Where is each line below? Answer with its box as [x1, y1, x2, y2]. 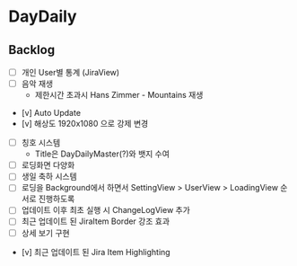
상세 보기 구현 [21, 227, 70, 238]
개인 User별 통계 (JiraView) [21, 67, 120, 77]
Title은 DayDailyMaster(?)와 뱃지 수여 [34, 148, 170, 159]
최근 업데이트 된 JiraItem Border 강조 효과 [21, 216, 170, 226]
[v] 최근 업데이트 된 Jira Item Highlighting [21, 246, 171, 257]
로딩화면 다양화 [21, 160, 75, 171]
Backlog [8, 42, 56, 58]
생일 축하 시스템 [21, 171, 77, 182]
